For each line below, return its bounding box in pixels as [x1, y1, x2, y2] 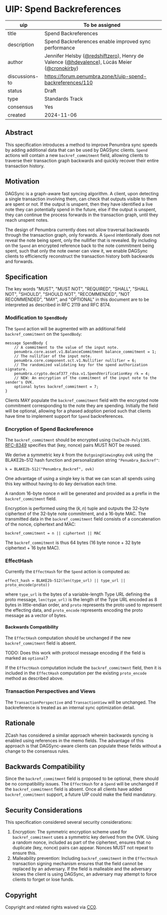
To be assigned [83, 21, 121, 28]
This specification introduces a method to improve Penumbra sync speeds [5, 141, 158, 147]
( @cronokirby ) [44, 65, 79, 72]
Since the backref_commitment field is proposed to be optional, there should [5, 776, 159, 782]
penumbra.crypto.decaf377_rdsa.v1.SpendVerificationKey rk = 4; [14, 371, 150, 376]
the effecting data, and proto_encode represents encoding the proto [5, 607, 143, 613]
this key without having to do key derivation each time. [5, 481, 117, 487]
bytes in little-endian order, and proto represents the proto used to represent [5, 602, 163, 608]
